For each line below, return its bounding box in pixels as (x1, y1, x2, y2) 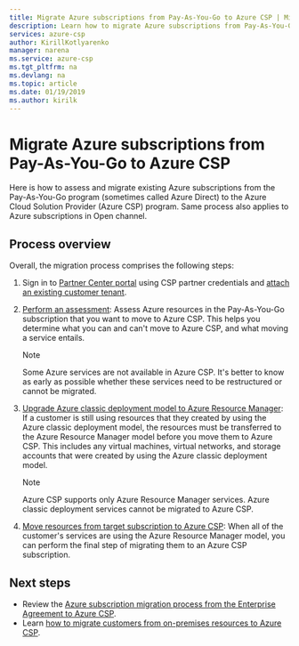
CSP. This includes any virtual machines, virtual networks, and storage (21, 441, 281, 452)
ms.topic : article (9, 79, 77, 88)
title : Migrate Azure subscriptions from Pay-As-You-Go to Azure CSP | (9, 12, 280, 22)
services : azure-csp (9, 29, 86, 38)
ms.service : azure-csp (9, 54, 93, 63)
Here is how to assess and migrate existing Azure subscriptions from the (9, 182, 276, 193)
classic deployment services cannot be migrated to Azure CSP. (21, 504, 254, 514)
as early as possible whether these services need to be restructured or (21, 376, 283, 387)
